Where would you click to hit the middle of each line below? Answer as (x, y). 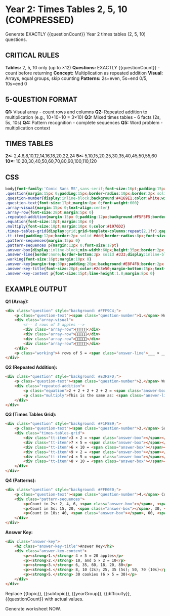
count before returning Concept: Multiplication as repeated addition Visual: (84, 73)
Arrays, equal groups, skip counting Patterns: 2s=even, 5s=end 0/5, (76, 78)
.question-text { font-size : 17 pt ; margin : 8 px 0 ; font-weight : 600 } (72, 203)
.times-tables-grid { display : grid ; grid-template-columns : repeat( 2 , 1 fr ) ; (82, 231)
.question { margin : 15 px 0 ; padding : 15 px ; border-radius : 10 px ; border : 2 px (80, 194)
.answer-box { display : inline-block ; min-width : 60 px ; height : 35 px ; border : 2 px (85, 250)
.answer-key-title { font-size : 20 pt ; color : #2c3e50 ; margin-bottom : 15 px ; (80, 269)
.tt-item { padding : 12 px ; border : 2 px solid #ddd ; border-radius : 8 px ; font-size (86, 236)
